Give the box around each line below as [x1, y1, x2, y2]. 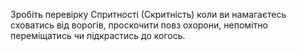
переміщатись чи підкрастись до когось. [10, 30, 186, 41]
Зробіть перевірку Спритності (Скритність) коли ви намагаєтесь [10, 9, 287, 20]
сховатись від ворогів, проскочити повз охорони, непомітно [10, 19, 268, 31]
